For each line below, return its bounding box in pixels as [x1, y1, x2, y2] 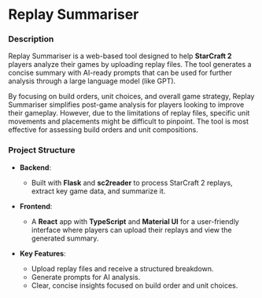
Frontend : [19, 201, 53, 211]
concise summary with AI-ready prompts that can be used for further [8, 68, 232, 78]
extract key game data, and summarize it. [31, 186, 166, 196]
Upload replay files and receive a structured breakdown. [31, 263, 214, 273]
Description [8, 34, 54, 45]
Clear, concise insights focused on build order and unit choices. [31, 281, 238, 290]
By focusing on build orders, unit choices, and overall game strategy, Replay [8, 92, 255, 101]
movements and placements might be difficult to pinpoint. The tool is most [8, 116, 249, 127]
